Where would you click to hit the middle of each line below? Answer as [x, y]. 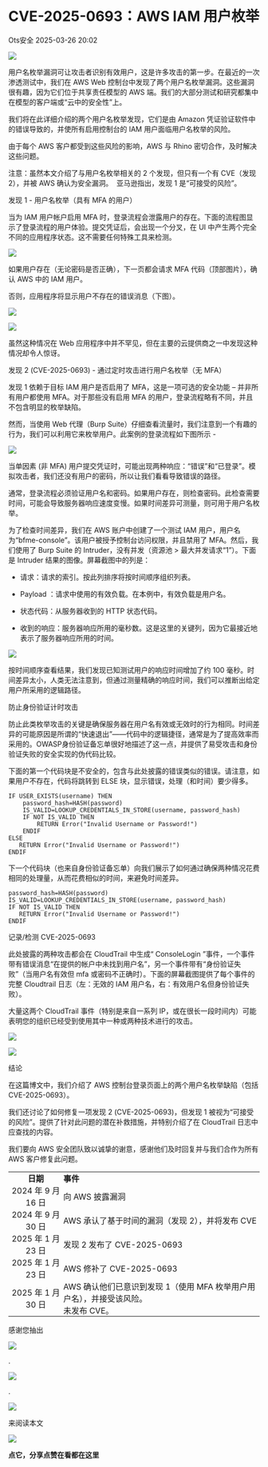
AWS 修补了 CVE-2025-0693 [120, 1269]
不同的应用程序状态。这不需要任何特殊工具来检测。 [92, 237]
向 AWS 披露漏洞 [95, 1197]
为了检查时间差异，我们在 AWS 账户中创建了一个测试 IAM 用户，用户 [121, 530]
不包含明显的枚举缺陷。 [47, 407]
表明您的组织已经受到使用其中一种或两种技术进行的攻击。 [102, 1021]
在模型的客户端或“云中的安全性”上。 [67, 102]
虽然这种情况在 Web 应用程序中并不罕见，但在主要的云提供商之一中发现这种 [133, 343]
